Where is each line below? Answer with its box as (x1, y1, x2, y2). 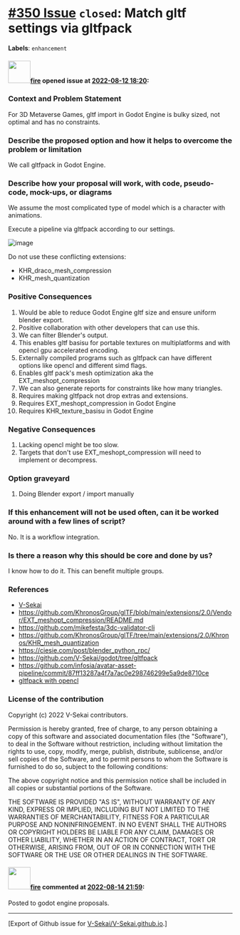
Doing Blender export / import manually (18, 490, 135, 499)
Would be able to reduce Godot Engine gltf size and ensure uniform (18, 308, 216, 317)
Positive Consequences (8, 292, 92, 302)
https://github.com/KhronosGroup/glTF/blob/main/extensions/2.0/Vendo (18, 608, 232, 617)
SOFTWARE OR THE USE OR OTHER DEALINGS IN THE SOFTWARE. (8, 850, 208, 859)
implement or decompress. (18, 456, 98, 464)
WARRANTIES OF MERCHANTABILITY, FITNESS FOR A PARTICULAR (8, 812, 209, 821)
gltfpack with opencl (18, 676, 79, 685)
